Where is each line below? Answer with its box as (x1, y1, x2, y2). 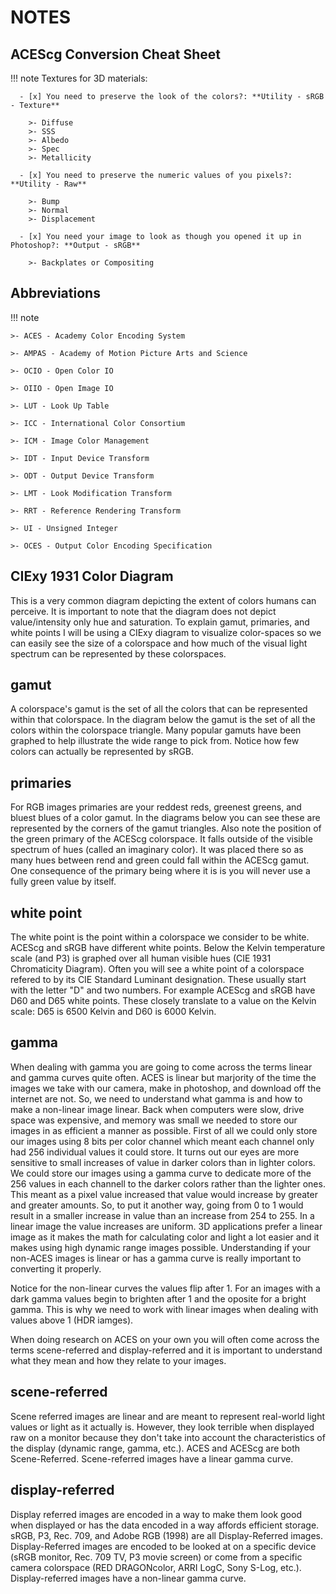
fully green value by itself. (10, 876, 117, 888)
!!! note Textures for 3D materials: (10, 72, 148, 84)
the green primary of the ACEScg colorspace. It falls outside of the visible (10, 833, 313, 845)
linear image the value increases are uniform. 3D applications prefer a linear (10, 1220, 323, 1232)
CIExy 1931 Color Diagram (10, 568, 174, 585)
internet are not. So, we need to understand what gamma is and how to (10, 1092, 303, 1105)
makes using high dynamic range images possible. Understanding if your (10, 1241, 312, 1253)
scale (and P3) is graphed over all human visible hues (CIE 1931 (10, 952, 272, 965)
